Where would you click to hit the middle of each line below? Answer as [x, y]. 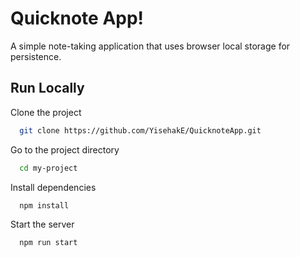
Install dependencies [53, 187]
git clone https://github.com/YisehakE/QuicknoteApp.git [140, 130]
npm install [44, 205]
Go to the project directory [65, 149]
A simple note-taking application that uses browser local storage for [150, 46]
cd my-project [48, 168]
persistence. [36, 56]
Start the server [42, 224]
